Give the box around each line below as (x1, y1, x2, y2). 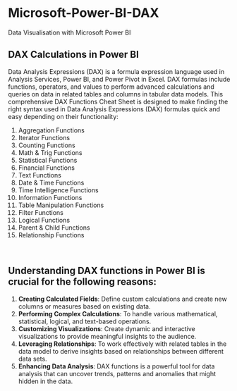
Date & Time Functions (18, 178, 85, 187)
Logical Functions (18, 216, 70, 224)
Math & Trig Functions (18, 148, 83, 156)
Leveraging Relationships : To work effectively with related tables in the (18, 340, 227, 348)
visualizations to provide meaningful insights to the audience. (18, 332, 197, 340)
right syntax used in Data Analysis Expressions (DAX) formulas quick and (8, 104, 221, 113)
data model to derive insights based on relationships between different (18, 347, 224, 355)
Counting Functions (18, 141, 76, 149)
